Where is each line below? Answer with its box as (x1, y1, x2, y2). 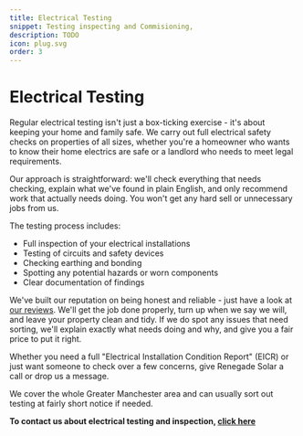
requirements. (9, 156, 62, 167)
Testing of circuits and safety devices (22, 248, 164, 259)
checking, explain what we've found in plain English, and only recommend (9, 184, 288, 195)
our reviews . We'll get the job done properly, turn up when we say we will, (9, 304, 287, 315)
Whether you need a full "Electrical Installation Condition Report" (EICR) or (9, 351, 289, 362)
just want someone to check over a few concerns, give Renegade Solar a (9, 361, 285, 372)
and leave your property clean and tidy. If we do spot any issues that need (9, 314, 289, 325)
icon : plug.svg (9, 38, 68, 48)
